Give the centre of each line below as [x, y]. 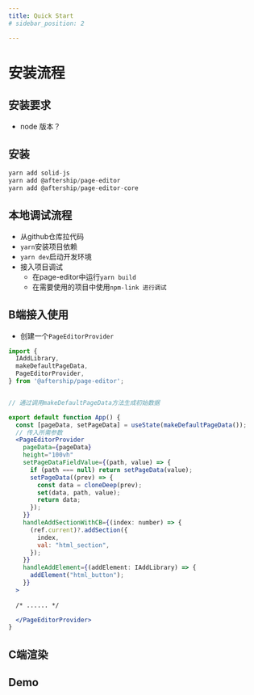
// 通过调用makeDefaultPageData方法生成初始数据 [84, 402]
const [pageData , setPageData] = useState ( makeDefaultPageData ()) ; [131, 425]
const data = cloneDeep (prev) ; [90, 485]
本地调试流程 [40, 215]
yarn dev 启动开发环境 [56, 256]
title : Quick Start [41, 16]
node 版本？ [40, 126]
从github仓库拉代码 [52, 236]
